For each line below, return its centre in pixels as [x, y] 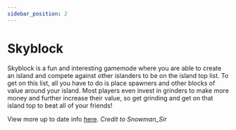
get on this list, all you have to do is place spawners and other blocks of [111, 83]
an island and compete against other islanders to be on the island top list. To [118, 75]
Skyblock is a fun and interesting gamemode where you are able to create [114, 68]
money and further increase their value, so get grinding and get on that [110, 98]
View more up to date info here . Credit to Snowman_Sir [87, 119]
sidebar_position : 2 [38, 14]
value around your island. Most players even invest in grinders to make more [118, 90]
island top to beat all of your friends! [60, 105]
